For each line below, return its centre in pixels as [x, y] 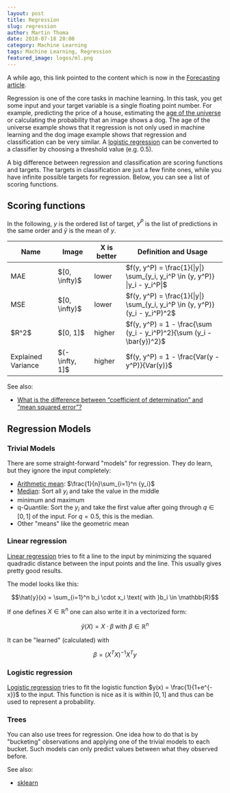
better [106, 256]
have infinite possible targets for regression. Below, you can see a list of [108, 177]
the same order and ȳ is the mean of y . [62, 231]
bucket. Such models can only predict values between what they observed [112, 749]
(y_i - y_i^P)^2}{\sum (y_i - [169, 333]
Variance [25, 365]
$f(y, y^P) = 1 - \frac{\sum [169, 324]
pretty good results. [35, 570]
